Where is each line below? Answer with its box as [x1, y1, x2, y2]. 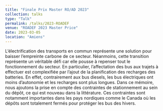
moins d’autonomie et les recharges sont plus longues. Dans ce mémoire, [5, 79, 154, 85]
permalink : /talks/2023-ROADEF [5, 21, 69, 26]
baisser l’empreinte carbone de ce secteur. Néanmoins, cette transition [5, 53, 149, 59]
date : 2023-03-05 [5, 30, 41, 35]
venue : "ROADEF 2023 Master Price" [5, 26, 78, 30]
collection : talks [5, 12, 43, 17]
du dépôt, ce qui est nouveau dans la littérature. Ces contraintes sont [5, 89, 145, 96]
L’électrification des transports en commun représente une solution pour [5, 48, 152, 54]
